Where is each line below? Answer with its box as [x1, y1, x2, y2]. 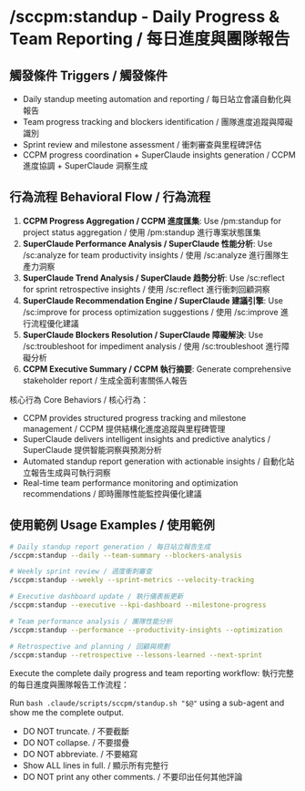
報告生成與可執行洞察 [30, 467, 111, 478]
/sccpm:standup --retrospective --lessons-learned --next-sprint [9, 650, 262, 660]
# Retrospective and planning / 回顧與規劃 [9, 642, 170, 651]
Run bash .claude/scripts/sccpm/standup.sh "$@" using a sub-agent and [9, 697, 285, 708]
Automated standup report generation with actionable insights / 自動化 [22, 456, 287, 467]
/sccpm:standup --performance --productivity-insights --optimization [9, 625, 283, 634]
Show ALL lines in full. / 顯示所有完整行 [22, 760, 169, 771]
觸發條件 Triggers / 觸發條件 [9, 67, 168, 83]
